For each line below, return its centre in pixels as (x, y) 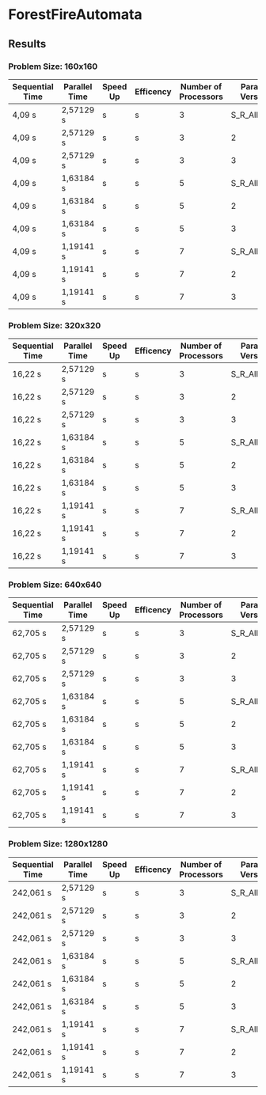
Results (27, 44)
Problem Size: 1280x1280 (58, 844)
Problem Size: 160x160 (53, 66)
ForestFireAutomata (75, 15)
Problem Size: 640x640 (55, 585)
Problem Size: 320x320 (55, 325)
